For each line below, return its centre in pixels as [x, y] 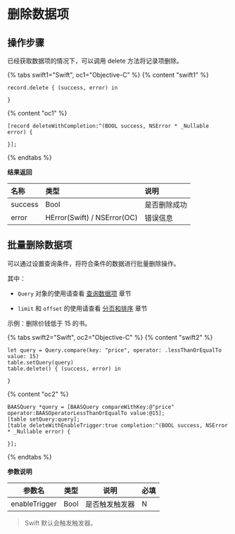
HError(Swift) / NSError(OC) [92, 217]
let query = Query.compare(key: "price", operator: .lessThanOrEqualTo [114, 350]
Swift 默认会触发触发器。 [61, 523]
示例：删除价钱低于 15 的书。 [49, 323]
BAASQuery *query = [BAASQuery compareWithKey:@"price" [91, 407]
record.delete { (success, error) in [63, 88]
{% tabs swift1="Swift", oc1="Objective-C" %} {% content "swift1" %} [108, 75]
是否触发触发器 [110, 504]
